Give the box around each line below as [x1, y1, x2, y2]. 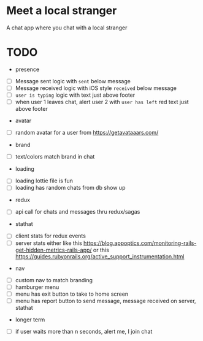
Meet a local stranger [6, 4, 117, 18]
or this [93, 246, 109, 253]
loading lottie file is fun [15, 177, 74, 184]
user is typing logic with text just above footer [15, 91, 136, 99]
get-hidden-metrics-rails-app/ [15, 246, 92, 253]
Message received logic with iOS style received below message [15, 84, 177, 92]
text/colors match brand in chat [15, 153, 95, 160]
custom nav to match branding [15, 276, 93, 283]
